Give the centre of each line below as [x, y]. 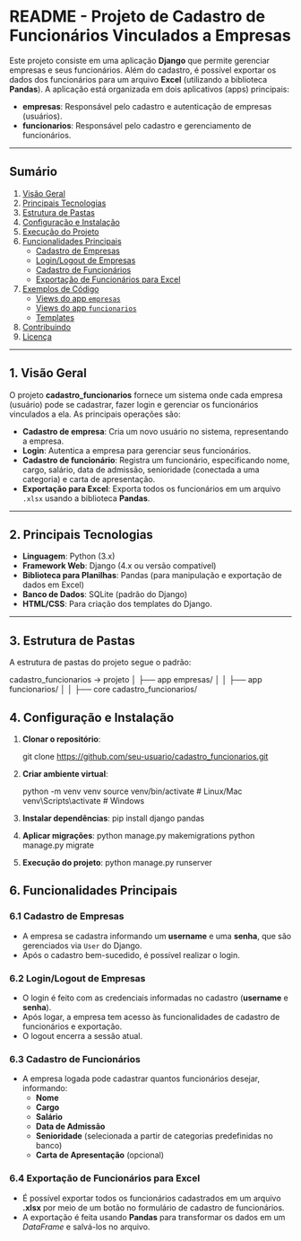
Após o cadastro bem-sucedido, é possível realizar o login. [131, 955]
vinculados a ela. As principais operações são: [95, 414]
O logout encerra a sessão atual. [82, 1035]
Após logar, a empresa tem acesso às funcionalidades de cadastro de [151, 1017]
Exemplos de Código [60, 288]
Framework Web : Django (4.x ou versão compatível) [119, 566]
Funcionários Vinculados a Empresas [150, 35]
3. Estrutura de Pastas [73, 641]
